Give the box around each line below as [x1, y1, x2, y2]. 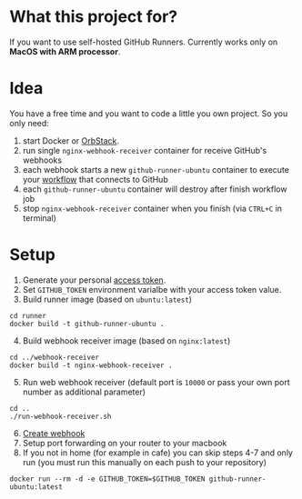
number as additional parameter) [22, 386, 146, 397]
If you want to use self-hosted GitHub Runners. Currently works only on [9, 36, 278, 47]
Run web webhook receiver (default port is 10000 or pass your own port [22, 376, 291, 387]
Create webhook [22, 427, 86, 438]
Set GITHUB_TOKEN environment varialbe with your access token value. [22, 284, 282, 294]
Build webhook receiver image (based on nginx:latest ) [22, 334, 231, 346]
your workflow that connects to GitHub [22, 174, 168, 185]
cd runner [9, 311, 47, 320]
